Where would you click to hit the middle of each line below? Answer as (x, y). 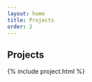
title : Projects (31, 20)
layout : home (26, 14)
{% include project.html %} (46, 72)
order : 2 (20, 26)
